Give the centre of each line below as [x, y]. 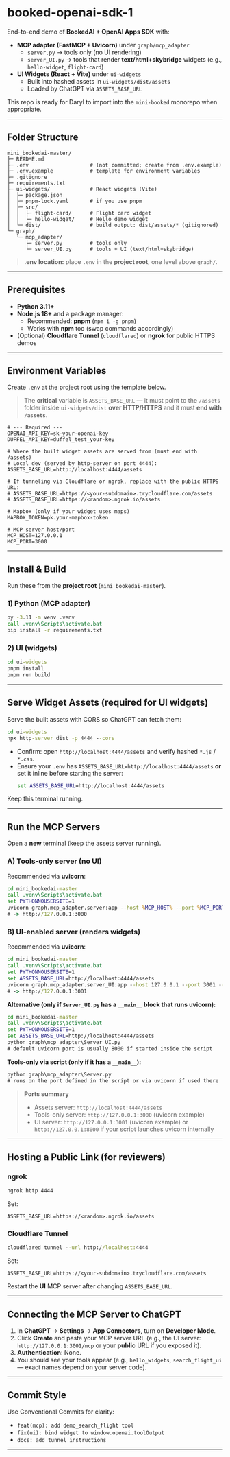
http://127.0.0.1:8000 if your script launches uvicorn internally [124, 1129]
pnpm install [26, 669]
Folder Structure [43, 138]
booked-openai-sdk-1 [70, 13]
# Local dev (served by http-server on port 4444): [82, 464]
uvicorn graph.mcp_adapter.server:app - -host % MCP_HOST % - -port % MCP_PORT [116, 908]
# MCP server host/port [41, 530]
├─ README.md [26, 159]
